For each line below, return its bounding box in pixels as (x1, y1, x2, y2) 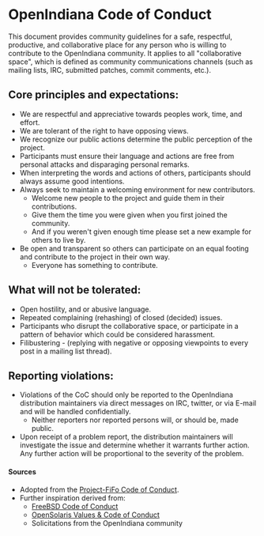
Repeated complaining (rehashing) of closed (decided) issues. (19, 312, 223, 322)
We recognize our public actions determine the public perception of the (19, 134, 253, 144)
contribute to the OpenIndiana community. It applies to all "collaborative (8, 48, 243, 58)
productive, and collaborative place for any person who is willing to (8, 40, 227, 49)
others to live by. (31, 235, 86, 244)
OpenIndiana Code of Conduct (8, 6, 212, 24)
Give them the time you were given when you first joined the (31, 209, 228, 219)
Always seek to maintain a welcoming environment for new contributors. (19, 184, 255, 194)
